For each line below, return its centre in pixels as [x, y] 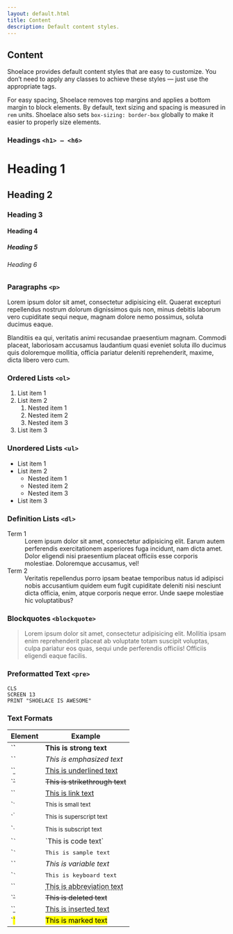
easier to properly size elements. [54, 122]
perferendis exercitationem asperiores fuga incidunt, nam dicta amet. [124, 549]
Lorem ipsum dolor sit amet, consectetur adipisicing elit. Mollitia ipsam [125, 634]
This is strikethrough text [86, 781]
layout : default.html [39, 14]
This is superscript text [76, 817]
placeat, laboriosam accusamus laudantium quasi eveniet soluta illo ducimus [117, 345]
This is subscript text [73, 829]
